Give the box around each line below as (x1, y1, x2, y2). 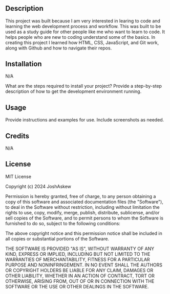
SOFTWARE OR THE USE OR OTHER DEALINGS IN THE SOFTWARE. (5, 283, 149, 289)
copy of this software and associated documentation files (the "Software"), (5, 199, 164, 205)
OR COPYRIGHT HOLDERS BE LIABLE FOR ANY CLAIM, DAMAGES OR (5, 267, 154, 273)
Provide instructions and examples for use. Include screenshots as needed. (5, 117, 164, 123)
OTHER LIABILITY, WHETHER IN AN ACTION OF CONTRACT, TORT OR (5, 273, 155, 279)
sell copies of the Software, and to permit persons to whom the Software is (5, 215, 164, 221)
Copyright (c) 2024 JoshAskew (5, 183, 72, 189)
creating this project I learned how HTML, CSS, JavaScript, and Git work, (5, 39, 159, 45)
